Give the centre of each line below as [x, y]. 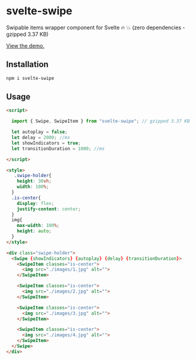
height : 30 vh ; [34, 181]
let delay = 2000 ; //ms [41, 138]
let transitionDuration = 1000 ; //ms [58, 148]
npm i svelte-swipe [30, 78]
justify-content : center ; [49, 209]
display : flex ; [36, 203]
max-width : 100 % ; [38, 226]
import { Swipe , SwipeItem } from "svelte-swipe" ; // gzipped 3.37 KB [101, 121]
